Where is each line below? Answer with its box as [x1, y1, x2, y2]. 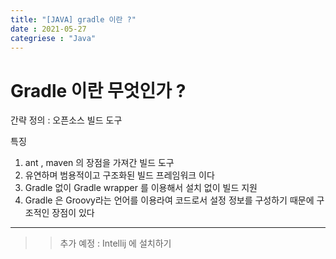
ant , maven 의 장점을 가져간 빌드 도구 [24, 157, 175, 169]
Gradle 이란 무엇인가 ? [10, 79, 187, 102]
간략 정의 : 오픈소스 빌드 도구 [10, 114, 123, 126]
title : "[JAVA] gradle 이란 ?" [10, 14, 137, 25]
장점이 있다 [51, 207, 95, 219]
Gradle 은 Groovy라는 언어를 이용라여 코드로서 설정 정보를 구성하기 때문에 [24, 194, 315, 206]
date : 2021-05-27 [10, 24, 87, 34]
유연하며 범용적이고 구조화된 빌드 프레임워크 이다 [24, 169, 215, 181]
